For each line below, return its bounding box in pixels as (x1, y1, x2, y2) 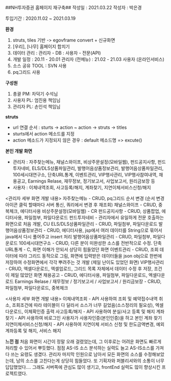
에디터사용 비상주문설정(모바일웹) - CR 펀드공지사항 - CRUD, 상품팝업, (20, 208, 161, 214)
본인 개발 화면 (5, 148, 32, 154)
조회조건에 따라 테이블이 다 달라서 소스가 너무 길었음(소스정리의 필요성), (12, 302, 154, 308)
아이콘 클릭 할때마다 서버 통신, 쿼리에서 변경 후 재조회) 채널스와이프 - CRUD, (5, 201, 157, 208)
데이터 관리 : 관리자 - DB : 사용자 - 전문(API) (12, 50, 101, 56)
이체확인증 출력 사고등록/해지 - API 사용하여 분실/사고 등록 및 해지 (24, 308, 155, 315)
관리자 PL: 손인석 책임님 (12, 104, 61, 109)
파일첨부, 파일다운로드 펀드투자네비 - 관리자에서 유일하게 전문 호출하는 (24, 214, 164, 220)
